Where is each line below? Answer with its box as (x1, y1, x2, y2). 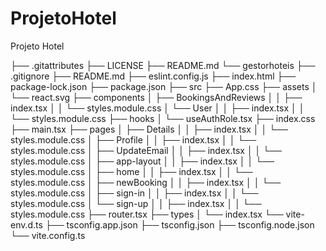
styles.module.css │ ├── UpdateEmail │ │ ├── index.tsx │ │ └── (10, 144, 283, 156)
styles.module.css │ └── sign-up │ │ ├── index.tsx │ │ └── (10, 197, 262, 209)
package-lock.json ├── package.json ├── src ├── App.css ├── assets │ (10, 80, 318, 92)
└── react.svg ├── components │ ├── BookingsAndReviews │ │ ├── (10, 91, 303, 103)
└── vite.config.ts (10, 229, 86, 241)
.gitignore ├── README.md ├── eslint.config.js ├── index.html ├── (10, 70, 297, 82)
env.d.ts (10, 218, 43, 231)
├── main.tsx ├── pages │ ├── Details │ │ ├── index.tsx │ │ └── (10, 123, 288, 135)
